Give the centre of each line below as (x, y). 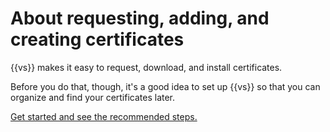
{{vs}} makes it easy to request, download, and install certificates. (146, 67)
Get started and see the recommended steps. (104, 116)
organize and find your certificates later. (93, 97)
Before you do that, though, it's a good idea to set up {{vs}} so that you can (165, 86)
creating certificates (97, 39)
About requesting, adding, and (140, 18)
